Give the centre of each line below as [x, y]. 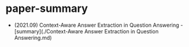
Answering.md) [33, 37]
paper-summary [47, 9]
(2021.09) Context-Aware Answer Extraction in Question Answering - [99, 25]
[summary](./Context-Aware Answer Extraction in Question [86, 31]
